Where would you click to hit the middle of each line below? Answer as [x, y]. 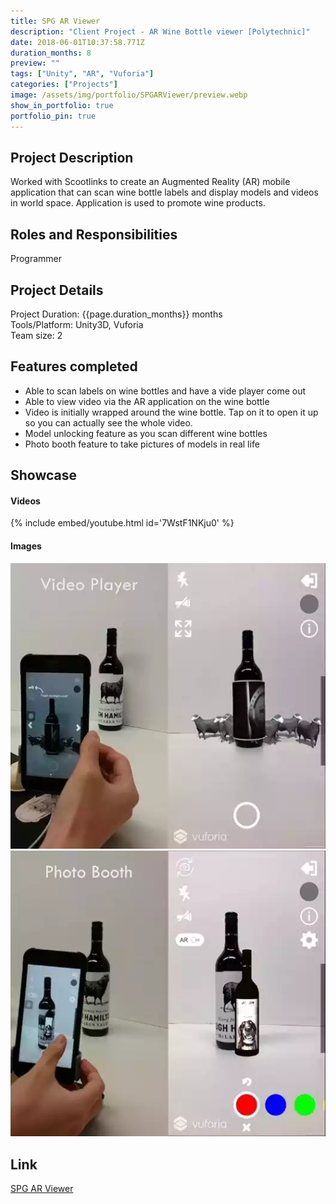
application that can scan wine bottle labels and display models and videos [164, 192]
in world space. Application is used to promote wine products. [138, 203]
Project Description [72, 157]
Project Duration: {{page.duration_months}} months [116, 314]
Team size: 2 [36, 335]
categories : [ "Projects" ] [64, 85]
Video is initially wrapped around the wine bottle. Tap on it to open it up [171, 412]
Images [26, 546]
